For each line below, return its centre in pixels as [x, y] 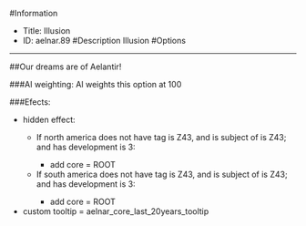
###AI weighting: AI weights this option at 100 [96, 84]
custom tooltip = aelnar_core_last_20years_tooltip [116, 211]
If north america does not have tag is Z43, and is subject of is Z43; [161, 137]
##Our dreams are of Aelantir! [66, 67]
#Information [34, 13]
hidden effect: [49, 119]
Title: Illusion [46, 31]
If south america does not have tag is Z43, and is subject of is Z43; [162, 174]
